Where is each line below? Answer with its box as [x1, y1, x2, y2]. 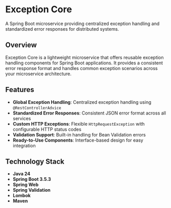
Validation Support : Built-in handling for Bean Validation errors [12, 131, 146, 137]
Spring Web [12, 181, 39, 188]
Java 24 [12, 171, 31, 177]
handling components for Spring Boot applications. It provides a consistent [5, 60, 163, 66]
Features [5, 85, 34, 94]
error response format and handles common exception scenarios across [5, 65, 158, 71]
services [12, 115, 31, 121]
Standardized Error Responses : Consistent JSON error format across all [12, 110, 166, 116]
